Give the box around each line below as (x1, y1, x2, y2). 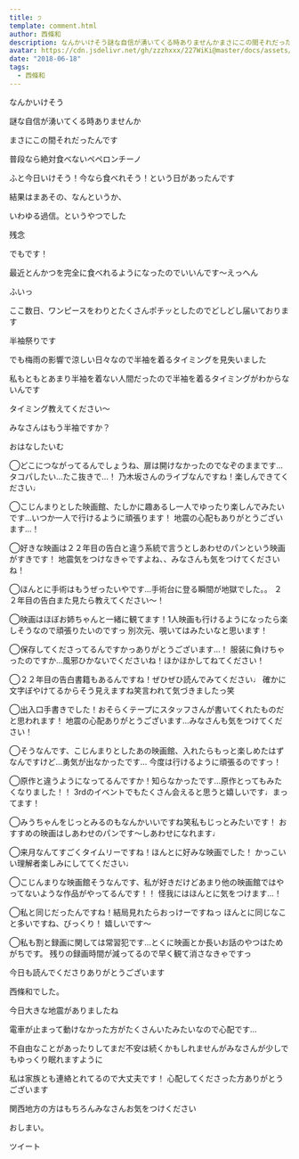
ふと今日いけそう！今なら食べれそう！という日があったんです (9, 172, 236, 183)
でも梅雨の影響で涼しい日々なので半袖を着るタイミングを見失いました (9, 354, 267, 365)
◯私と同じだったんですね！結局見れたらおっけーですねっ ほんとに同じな (9, 907, 279, 917)
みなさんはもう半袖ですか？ (9, 422, 111, 432)
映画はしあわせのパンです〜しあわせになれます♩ (39, 827, 221, 838)
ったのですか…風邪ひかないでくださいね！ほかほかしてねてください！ (9, 654, 265, 665)
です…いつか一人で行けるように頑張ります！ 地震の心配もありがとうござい (9, 512, 284, 522)
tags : (9, 63, 29, 72)
